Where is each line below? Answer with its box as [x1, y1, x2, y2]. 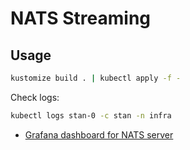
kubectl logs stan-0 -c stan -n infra [10, 110, 172, 121]
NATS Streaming [10, 7, 152, 30]
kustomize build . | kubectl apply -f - [10, 73, 182, 83]
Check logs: [10, 91, 60, 103]
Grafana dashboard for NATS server [24, 128, 174, 141]
